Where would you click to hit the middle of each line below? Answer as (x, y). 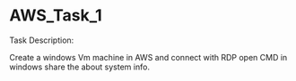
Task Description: (42, 40)
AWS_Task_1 (56, 16)
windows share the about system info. (80, 67)
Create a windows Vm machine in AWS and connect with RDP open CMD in (148, 57)
